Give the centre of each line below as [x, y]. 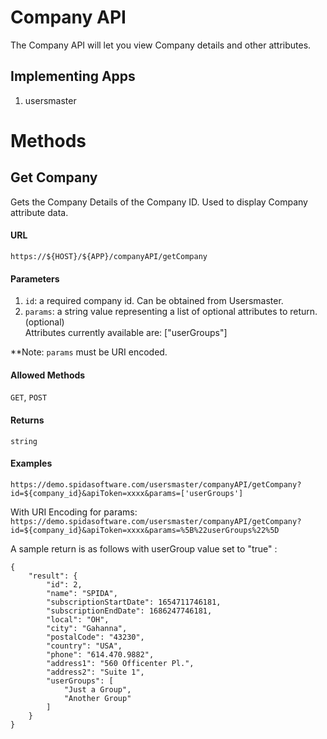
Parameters [35, 278]
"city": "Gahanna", [87, 628]
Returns [27, 420]
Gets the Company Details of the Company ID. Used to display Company [159, 202]
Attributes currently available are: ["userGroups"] [126, 333]
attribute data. [39, 212]
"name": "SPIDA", [82, 593]
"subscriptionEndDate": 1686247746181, [129, 611]
